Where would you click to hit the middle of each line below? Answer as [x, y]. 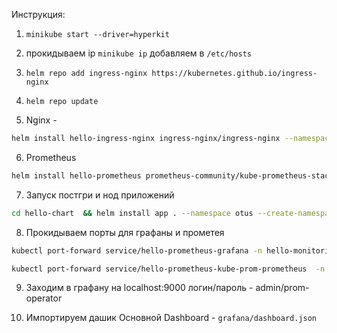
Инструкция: [38, 14]
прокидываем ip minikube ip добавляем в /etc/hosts [138, 53]
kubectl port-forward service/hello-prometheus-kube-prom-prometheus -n [168, 269]
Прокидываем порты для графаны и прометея [125, 232]
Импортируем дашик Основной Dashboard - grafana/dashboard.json [171, 318]
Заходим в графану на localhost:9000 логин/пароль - [139, 288]
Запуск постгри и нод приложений [100, 195]
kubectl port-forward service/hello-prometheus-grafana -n [137, 250]
